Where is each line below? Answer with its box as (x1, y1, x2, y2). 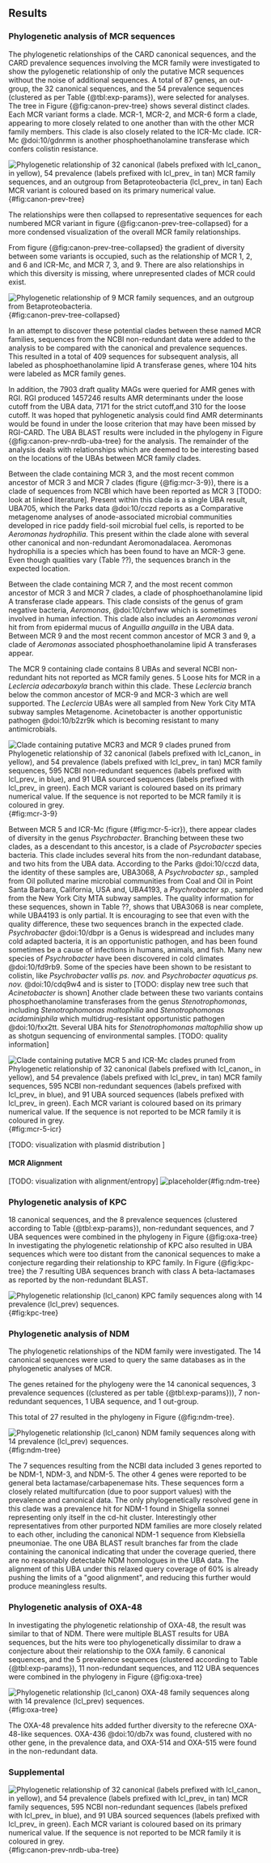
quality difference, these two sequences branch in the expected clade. (8, 919, 244, 928)
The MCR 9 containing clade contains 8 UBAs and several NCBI (8, 663, 220, 673)
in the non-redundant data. (8, 1746, 99, 1756)
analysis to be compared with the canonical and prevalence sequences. (8, 343, 248, 352)
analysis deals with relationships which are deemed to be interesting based (8, 445, 259, 454)
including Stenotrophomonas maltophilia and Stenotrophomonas (8, 1004, 225, 1015)
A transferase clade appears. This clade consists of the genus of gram (8, 596, 243, 606)
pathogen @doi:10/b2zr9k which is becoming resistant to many (8, 715, 219, 725)
